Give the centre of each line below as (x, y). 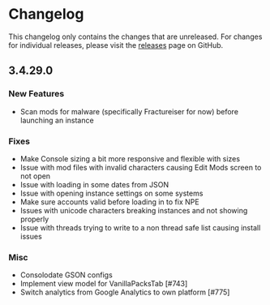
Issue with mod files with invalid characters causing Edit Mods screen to (141, 167)
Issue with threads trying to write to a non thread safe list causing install (140, 227)
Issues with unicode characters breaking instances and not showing (134, 210)
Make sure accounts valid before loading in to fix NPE (110, 202)
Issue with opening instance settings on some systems (111, 193)
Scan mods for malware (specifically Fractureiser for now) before (129, 111)
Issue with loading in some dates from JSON (94, 184)
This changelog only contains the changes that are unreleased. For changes (135, 37)
